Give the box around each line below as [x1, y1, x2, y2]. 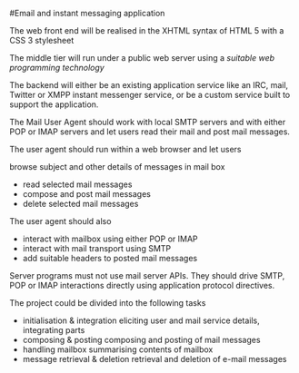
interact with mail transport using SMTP [22, 243, 172, 253]
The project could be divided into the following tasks [9, 298, 206, 308]
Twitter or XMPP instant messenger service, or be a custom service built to [9, 90, 291, 100]
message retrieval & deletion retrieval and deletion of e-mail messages [22, 354, 287, 364]
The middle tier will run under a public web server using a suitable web [9, 53, 275, 63]
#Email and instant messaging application [9, 8, 165, 18]
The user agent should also [9, 216, 112, 226]
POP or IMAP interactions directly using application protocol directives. [9, 280, 275, 290]
